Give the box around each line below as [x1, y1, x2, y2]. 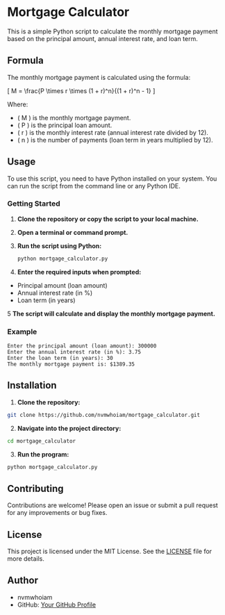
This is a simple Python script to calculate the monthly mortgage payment [7, 27, 218, 35]
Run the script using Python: [17, 241, 102, 250]
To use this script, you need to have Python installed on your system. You [7, 174, 217, 183]
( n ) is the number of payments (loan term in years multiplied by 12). [17, 136, 213, 144]
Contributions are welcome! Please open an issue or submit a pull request [7, 501, 219, 509]
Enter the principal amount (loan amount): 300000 [7, 343, 157, 350]
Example [7, 327, 37, 336]
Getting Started [7, 199, 60, 208]
